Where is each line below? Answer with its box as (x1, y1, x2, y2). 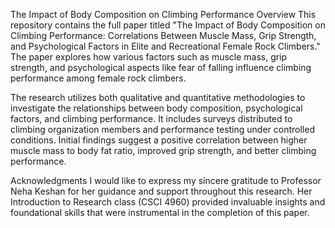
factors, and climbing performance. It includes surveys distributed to (10, 113, 293, 124)
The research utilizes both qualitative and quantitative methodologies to (10, 92, 306, 103)
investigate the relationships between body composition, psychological (10, 102, 303, 114)
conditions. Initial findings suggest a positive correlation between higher (10, 134, 308, 146)
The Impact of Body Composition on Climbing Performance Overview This (10, 9, 317, 20)
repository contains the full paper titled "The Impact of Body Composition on (10, 19, 326, 31)
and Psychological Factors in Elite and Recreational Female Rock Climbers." (10, 40, 321, 52)
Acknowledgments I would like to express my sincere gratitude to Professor (10, 175, 322, 186)
